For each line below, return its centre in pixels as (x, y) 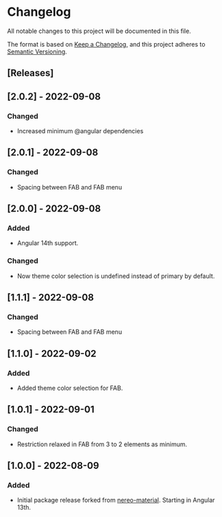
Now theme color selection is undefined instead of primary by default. (116, 276)
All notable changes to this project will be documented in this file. (99, 31)
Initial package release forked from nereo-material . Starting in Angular (116, 500)
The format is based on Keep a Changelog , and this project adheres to (106, 44)
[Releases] (30, 73)
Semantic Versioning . (37, 51)
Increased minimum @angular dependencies (80, 131)
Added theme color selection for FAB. (70, 388)
